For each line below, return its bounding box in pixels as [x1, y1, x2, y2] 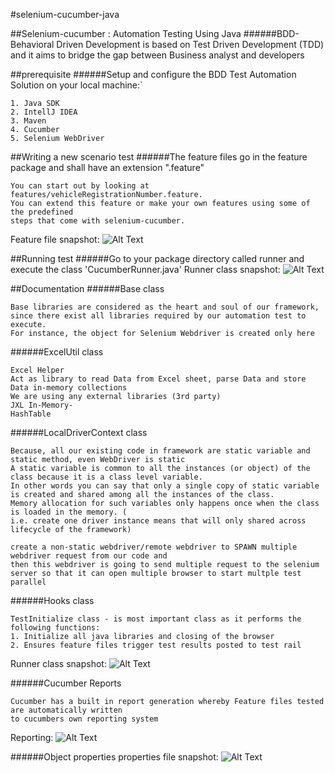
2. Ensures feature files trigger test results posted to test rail [10, 640, 302, 650]
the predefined [10, 207, 74, 217]
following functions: [10, 623, 101, 633]
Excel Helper [10, 365, 65, 375]
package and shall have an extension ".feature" [10, 162, 205, 173]
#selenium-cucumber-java [10, 9, 120, 20]
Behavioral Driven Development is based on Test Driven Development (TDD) [10, 39, 325, 50]
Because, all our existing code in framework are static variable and [10, 446, 311, 456]
